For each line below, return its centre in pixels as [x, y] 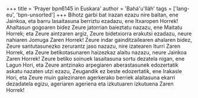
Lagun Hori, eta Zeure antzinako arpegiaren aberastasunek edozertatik [92, 65]
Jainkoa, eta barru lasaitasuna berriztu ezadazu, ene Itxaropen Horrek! [92, 21]
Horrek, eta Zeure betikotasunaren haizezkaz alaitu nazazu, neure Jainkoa [97, 52]
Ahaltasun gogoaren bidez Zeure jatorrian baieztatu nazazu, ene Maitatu [94, 27]
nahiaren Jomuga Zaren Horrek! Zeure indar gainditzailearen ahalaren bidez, [99, 40]
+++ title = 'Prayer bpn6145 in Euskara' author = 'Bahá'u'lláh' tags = [89, 9]
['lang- [181, 9]
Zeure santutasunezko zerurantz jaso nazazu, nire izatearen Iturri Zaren [93, 46]
